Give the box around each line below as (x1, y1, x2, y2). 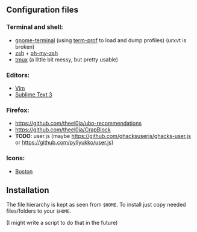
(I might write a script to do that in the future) (6, 219, 118, 227)
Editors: (6, 71, 30, 79)
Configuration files (6, 5, 78, 15)
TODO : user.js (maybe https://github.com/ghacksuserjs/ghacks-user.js (14, 133, 192, 140)
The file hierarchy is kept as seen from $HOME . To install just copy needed (6, 201, 186, 208)
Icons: (6, 154, 25, 162)
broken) (14, 43, 35, 50)
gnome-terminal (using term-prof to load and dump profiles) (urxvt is (14, 36, 187, 44)
